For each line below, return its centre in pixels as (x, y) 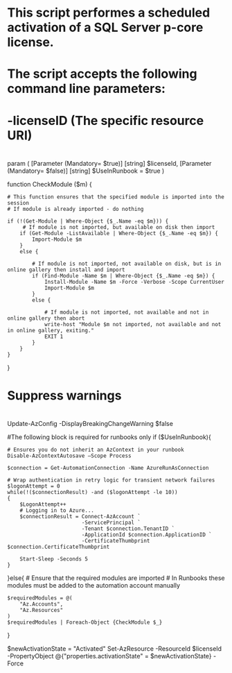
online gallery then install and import (66, 270)
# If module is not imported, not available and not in (126, 312)
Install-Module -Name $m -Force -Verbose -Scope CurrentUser (134, 282)
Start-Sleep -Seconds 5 (54, 559)
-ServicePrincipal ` (111, 523)
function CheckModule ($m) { (50, 184)
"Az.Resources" (42, 611)
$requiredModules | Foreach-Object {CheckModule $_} (85, 622)
